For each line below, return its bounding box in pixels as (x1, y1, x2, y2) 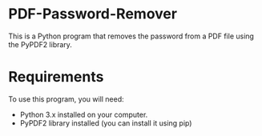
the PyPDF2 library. (8, 39, 72, 49)
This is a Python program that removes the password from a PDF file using (8, 31, 255, 41)
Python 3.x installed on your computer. (19, 110, 148, 119)
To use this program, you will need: (8, 94, 124, 104)
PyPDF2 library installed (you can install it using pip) (19, 118, 192, 128)
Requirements (8, 68, 104, 86)
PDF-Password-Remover (8, 5, 178, 23)
